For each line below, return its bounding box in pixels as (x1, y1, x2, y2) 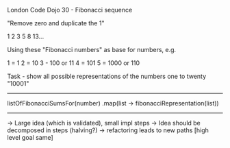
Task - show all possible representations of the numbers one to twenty (7, 72, 207, 80)
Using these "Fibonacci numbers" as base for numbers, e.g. (7, 46, 177, 53)
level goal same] (7, 134, 53, 141)
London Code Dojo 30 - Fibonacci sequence (7, 6, 133, 14)
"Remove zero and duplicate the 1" (7, 19, 105, 27)
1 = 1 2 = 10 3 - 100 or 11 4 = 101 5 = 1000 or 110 (7, 59, 140, 67)
